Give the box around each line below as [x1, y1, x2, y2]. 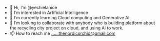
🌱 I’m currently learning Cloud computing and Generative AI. [9, 15, 131, 20]
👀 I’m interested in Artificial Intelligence [9, 10, 89, 15]
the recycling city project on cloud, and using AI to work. [9, 25, 123, 31]
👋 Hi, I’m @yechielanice [9, 5, 58, 10]
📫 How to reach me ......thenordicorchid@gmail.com [9, 30, 116, 36]
